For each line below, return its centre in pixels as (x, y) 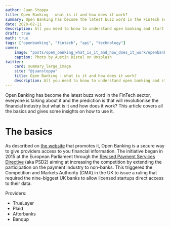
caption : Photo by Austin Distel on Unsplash (63, 57)
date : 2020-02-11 (24, 24)
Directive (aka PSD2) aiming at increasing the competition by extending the (83, 162)
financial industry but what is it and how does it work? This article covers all (84, 106)
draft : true (18, 33)
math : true (17, 39)
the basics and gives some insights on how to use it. (60, 111)
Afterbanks (24, 214)
